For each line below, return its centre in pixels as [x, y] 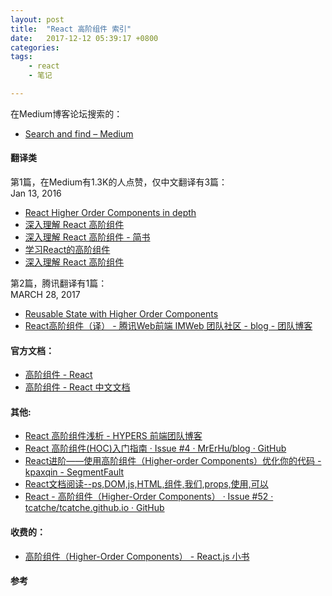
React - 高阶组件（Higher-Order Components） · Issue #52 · [149, 497]
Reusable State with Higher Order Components [121, 314]
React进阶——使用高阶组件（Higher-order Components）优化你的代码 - [173, 461]
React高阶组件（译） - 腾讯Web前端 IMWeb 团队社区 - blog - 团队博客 [168, 326]
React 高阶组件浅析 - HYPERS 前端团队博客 [113, 436]
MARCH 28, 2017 [45, 295]
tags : [21, 57]
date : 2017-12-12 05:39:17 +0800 [84, 38]
